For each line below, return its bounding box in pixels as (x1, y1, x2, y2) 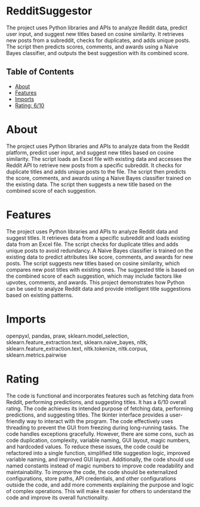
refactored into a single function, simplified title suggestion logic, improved (6, 449, 190, 456)
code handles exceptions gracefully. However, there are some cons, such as (6, 430, 194, 438)
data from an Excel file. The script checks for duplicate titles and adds (6, 241, 179, 248)
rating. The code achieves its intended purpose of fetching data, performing (6, 405, 193, 412)
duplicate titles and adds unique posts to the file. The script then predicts (6, 168, 186, 175)
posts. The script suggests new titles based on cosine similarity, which (6, 259, 180, 267)
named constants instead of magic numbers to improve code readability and (6, 462, 194, 469)
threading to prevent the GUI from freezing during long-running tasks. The (6, 424, 189, 431)
